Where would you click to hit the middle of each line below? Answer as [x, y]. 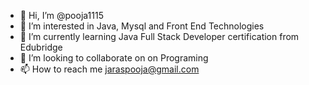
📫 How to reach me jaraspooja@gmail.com [109, 69]
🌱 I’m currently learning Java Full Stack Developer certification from [159, 36]
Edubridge [41, 47]
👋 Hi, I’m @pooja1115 [61, 15]
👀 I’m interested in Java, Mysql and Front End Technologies [142, 26]
